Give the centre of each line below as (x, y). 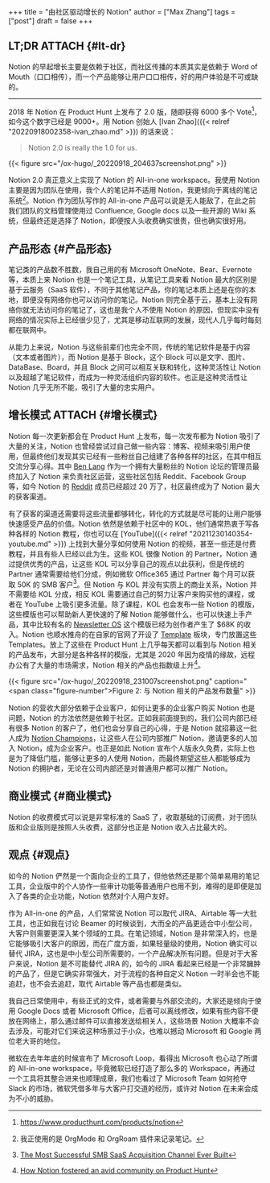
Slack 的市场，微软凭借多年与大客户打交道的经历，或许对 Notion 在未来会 (130, 1088)
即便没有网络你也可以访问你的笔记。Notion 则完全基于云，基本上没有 (136, 300)
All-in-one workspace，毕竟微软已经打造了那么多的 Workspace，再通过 (136, 1068)
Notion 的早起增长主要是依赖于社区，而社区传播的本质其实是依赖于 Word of (133, 66)
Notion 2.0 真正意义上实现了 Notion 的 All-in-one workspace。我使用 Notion (134, 180)
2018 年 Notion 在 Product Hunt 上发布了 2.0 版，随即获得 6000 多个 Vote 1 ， (135, 111)
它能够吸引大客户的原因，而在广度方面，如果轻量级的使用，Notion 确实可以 (133, 943)
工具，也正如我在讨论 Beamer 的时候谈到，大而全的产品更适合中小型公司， (132, 923)
